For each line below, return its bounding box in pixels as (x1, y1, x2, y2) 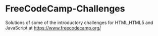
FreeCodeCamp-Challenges (5, 3, 125, 14)
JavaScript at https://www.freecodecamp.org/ (5, 24, 101, 30)
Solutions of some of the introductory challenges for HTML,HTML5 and (5, 19, 153, 25)
